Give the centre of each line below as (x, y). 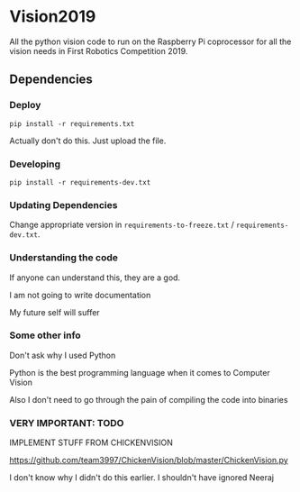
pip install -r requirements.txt (72, 123)
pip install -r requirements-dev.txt (80, 182)
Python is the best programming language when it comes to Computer (140, 372)
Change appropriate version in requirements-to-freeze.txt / (122, 225)
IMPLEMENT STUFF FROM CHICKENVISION (91, 442)
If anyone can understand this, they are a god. (95, 278)
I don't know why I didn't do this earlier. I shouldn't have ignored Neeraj (142, 478)
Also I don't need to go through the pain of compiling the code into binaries (149, 399)
